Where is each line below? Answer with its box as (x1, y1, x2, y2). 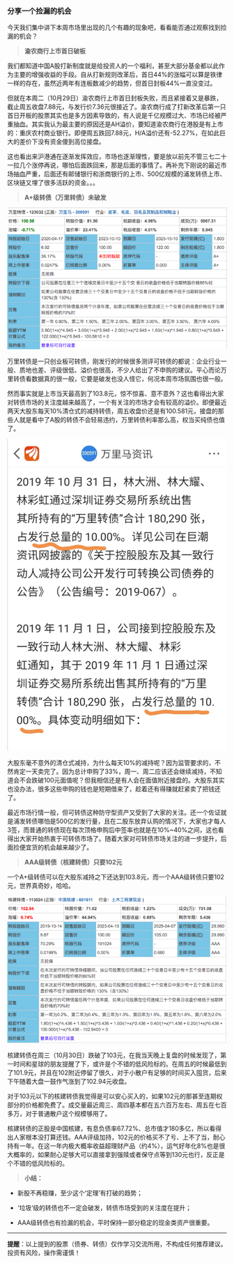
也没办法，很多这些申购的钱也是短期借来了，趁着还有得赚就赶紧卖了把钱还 (7, 785, 221, 793)
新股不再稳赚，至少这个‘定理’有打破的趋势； (17, 1189, 143, 1197)
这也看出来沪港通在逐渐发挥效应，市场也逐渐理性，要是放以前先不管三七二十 (7, 152, 227, 161)
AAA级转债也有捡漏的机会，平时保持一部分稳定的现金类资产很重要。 (17, 1218, 214, 1227)
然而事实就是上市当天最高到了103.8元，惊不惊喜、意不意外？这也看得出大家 (7, 389, 224, 398)
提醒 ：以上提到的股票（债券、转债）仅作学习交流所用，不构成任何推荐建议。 (7, 1240, 227, 1248)
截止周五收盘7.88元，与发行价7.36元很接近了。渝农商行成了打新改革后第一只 (7, 103, 226, 111)
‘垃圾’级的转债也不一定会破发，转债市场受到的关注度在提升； (17, 1204, 192, 1212)
